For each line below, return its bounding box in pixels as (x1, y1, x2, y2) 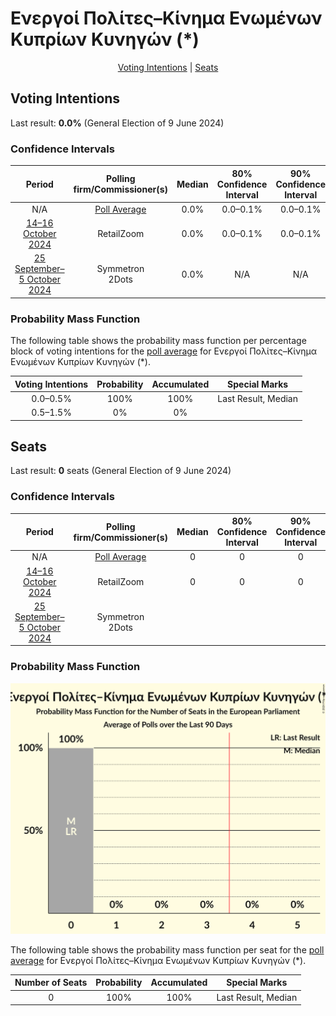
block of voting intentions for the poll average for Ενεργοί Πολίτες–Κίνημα (10, 345, 318, 357)
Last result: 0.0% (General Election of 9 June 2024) (10, 117, 225, 129)
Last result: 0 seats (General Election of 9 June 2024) (10, 465, 232, 477)
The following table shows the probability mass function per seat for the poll (10, 943, 325, 956)
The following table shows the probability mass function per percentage (10, 335, 307, 347)
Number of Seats (14, 977, 88, 989)
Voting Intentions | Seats (117, 61, 219, 73)
